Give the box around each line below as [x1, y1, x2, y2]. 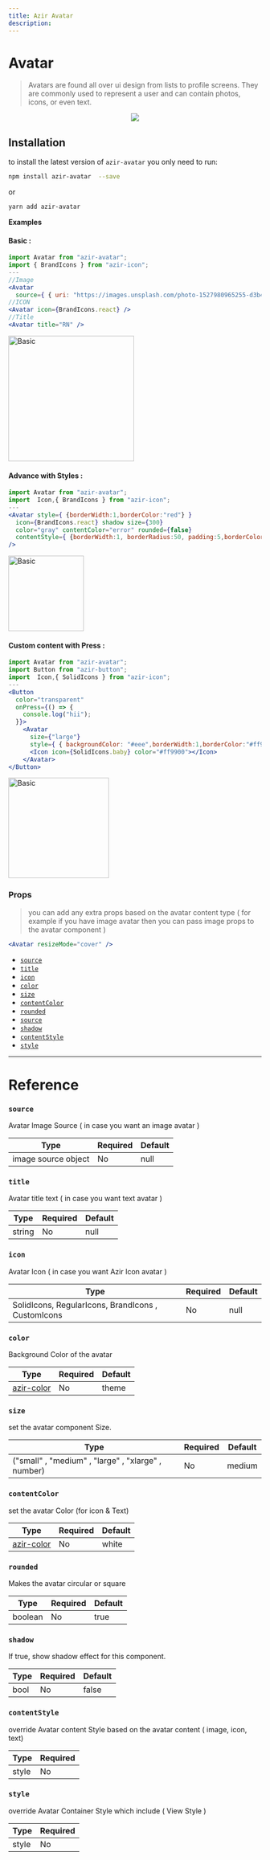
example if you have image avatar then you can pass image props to [27, 916, 255, 926]
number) [12, 1466, 46, 1477]
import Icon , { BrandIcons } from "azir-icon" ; [8, 496, 171, 505]
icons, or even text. [27, 97, 92, 107]
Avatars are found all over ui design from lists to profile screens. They [27, 80, 259, 90]
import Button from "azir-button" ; [8, 666, 128, 674]
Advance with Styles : [8, 471, 84, 480]
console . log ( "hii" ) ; [22, 710, 92, 719]
